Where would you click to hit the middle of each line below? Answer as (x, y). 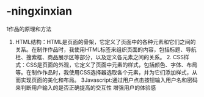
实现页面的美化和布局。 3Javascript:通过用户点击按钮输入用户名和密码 (109, 80)
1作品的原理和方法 (29, 29)
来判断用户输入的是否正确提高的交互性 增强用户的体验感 (86, 87)
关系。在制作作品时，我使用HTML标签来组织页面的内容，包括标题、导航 (106, 49)
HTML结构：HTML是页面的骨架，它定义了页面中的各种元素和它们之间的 (105, 41)
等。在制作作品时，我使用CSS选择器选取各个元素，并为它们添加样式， (104, 72)
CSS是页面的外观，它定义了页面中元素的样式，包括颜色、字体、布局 (111, 65)
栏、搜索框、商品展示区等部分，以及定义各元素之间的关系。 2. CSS (100, 57)
